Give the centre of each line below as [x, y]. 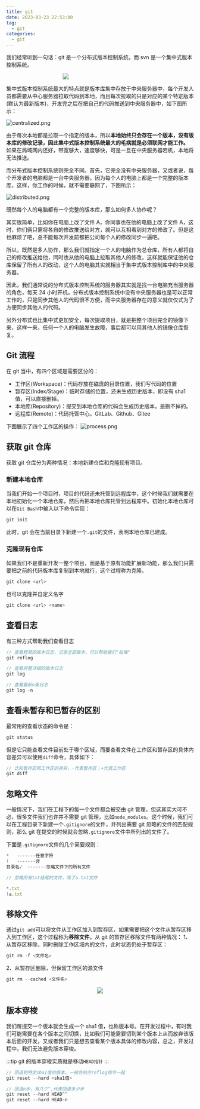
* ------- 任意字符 [30, 856]
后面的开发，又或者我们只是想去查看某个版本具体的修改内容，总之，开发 [100, 1041]
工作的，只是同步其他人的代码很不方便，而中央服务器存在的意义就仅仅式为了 [100, 300]
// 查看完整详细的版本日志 [35, 669]
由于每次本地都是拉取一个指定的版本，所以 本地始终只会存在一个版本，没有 [97, 135]
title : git [20, 12]
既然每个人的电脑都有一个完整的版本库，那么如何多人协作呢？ [82, 209]
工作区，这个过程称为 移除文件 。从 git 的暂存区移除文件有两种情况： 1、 [104, 937]
